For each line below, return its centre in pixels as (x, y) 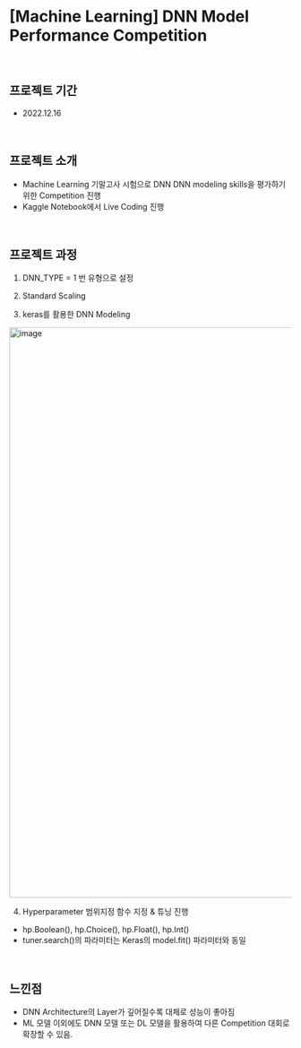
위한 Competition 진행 (61, 195)
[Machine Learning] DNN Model (129, 17)
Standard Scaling (54, 296)
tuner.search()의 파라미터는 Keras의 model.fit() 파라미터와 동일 (134, 940)
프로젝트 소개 (43, 161)
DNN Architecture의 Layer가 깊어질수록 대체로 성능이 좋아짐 (129, 1012)
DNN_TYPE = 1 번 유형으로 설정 (78, 278)
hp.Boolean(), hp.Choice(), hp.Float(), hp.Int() (106, 930)
